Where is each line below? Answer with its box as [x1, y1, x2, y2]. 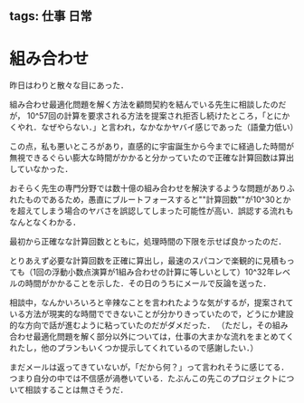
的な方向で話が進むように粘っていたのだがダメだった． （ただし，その [9, 320, 273, 331]
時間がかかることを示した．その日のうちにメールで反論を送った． [24, 278, 271, 289]
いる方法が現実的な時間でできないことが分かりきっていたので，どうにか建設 [9, 309, 294, 320]
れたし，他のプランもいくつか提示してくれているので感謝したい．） [9, 342, 259, 353]
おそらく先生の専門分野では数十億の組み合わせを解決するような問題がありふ [9, 183, 295, 194]
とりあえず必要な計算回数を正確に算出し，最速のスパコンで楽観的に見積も [9, 255, 287, 266]
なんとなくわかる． [9, 216, 81, 228]
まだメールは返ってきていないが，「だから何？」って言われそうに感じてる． [9, 361, 290, 373]
